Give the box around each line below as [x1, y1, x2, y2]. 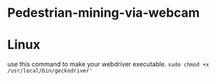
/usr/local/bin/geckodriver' [7, 68, 93, 75]
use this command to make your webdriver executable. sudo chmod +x [7, 60, 210, 68]
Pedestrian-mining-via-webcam [7, 5, 201, 21]
